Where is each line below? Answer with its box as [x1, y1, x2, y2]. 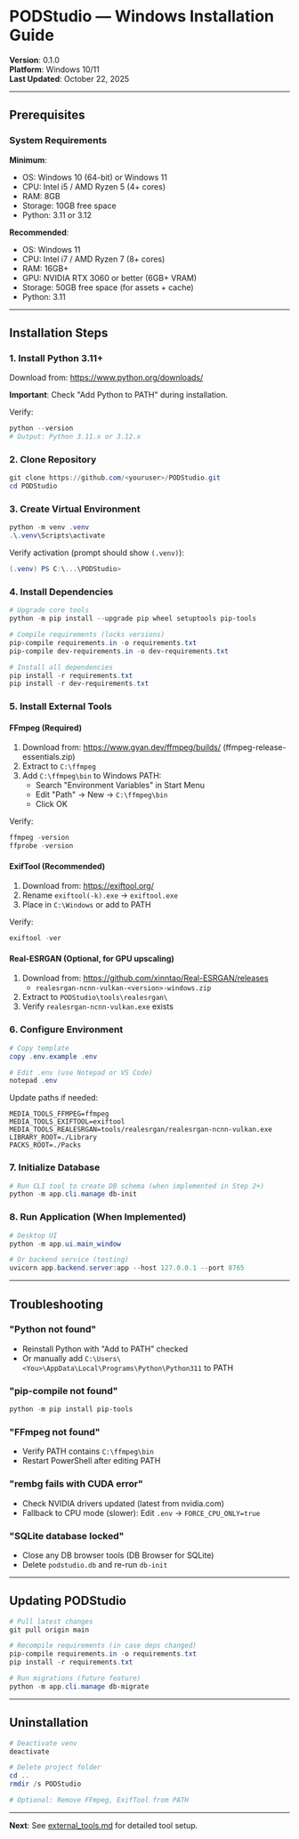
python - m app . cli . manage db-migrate [9, 1682, 149, 1691]
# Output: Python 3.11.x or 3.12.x [9, 432, 141, 441]
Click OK [35, 799, 69, 810]
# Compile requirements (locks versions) [9, 630, 166, 640]
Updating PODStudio [9, 1593, 127, 1609]
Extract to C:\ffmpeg [21, 761, 96, 771]
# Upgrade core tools [9, 606, 90, 615]
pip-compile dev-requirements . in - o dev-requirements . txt [9, 647, 229, 656]
